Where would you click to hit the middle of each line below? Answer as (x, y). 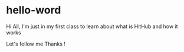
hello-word (34, 10)
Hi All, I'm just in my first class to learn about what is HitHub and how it (92, 26)
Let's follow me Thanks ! (36, 44)
